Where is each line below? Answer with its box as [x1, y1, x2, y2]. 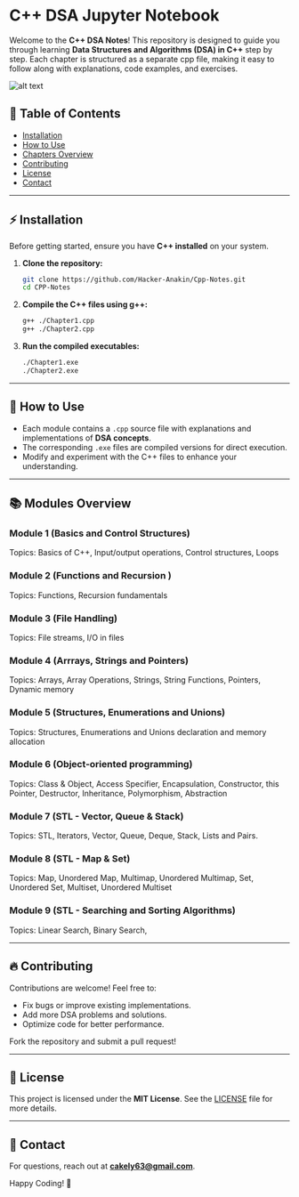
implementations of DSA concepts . [21, 433, 151, 443]
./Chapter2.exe [21, 366, 79, 375]
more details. [9, 1103, 58, 1113]
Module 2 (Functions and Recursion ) [9, 570, 172, 582]
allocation [9, 736, 45, 747]
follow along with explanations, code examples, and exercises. [9, 63, 238, 74]
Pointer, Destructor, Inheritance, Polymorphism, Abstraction [9, 788, 228, 798]
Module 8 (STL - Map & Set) [9, 853, 131, 865]
